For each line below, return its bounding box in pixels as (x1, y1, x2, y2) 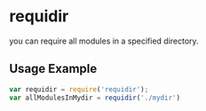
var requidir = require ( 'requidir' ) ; (9, 84, 149, 94)
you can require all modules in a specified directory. (9, 36, 199, 46)
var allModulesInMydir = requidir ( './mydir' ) (9, 93, 180, 102)
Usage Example (9, 61, 98, 76)
